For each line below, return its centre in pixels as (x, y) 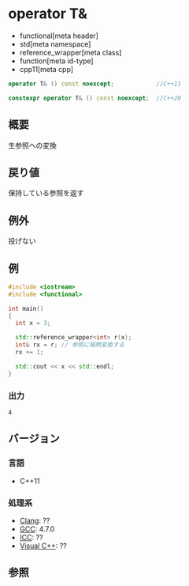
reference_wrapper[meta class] (70, 52)
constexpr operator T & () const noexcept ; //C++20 (94, 98)
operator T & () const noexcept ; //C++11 (94, 84)
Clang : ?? (35, 520)
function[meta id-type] (56, 61)
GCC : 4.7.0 (37, 529)
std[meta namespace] (55, 43)
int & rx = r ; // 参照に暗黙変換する (70, 345)
